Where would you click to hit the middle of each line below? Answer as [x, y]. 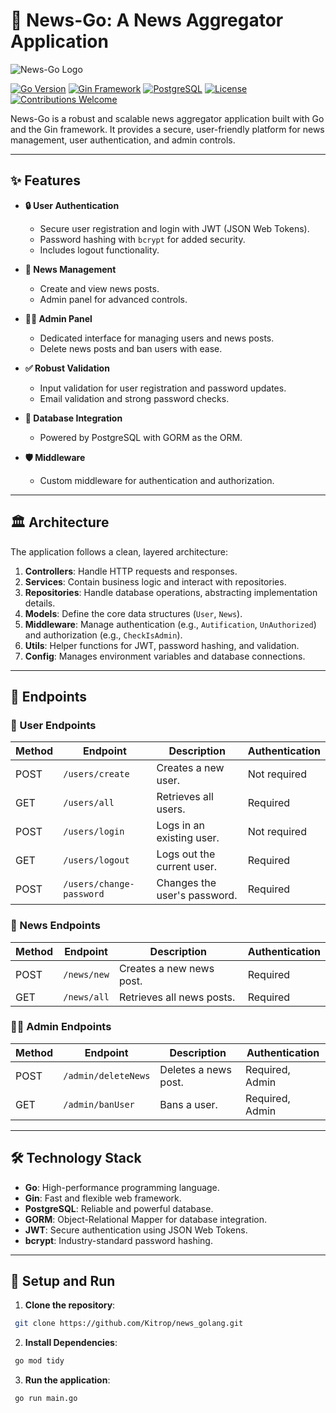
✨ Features [45, 180]
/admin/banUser [99, 1104]
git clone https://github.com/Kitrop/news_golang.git [129, 1324]
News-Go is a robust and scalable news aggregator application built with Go [167, 118]
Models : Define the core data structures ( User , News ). [133, 613]
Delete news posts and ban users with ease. [131, 348]
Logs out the [186, 854]
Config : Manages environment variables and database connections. [165, 656]
